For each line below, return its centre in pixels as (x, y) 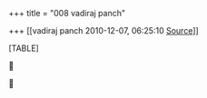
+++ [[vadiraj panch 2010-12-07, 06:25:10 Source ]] (103, 30)
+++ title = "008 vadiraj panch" (67, 13)
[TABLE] (24, 48)
